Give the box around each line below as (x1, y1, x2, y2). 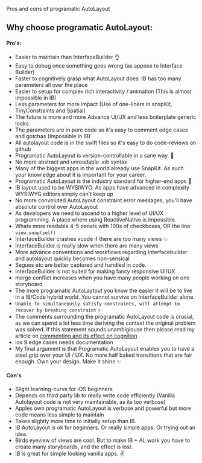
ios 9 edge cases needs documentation (14, 338, 113, 346)
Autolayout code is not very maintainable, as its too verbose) (14, 398, 166, 405)
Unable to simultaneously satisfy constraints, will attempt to (14, 301, 180, 307)
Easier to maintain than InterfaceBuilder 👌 (14, 53, 121, 60)
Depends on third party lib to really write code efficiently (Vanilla (14, 392, 175, 399)
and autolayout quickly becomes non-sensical (14, 255, 130, 262)
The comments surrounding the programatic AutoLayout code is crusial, (14, 313, 194, 320)
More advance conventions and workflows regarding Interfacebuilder (14, 248, 188, 255)
